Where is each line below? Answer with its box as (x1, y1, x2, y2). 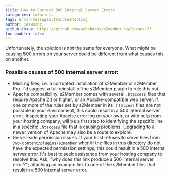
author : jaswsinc (5, 21, 42, 27)
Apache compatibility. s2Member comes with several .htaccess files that (12, 91, 166, 97)
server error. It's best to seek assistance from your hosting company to (12, 151, 162, 157)
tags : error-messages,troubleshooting (5, 17, 88, 22)
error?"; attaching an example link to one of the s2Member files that (12, 162, 156, 168)
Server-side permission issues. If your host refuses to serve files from (12, 135, 160, 141)
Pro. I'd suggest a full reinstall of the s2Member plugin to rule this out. (12, 86, 160, 92)
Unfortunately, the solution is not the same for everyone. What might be (5, 45, 156, 51)
